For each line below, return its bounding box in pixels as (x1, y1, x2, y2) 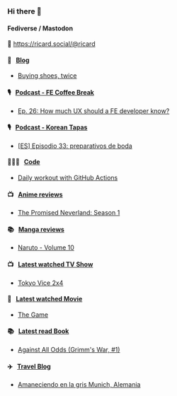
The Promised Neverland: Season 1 (17, 209, 120, 217)
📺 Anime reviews (7, 190, 63, 199)
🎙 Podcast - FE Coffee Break (7, 88, 94, 96)
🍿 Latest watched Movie (7, 295, 83, 303)
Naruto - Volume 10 (17, 243, 74, 252)
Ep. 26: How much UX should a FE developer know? (17, 106, 170, 115)
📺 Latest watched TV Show (7, 260, 93, 268)
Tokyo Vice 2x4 (17, 279, 64, 287)
